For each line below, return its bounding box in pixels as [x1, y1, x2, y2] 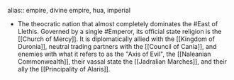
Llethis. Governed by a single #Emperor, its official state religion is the [17, 28, 222, 35]
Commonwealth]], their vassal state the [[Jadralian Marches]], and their [17, 57, 227, 66]
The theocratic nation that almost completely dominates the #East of [17, 20, 218, 28]
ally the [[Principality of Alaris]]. [17, 65, 111, 73]
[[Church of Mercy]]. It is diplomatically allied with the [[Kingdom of [17, 35, 215, 43]
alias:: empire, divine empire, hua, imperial [7, 6, 131, 14]
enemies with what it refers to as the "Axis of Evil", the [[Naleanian [17, 50, 211, 58]
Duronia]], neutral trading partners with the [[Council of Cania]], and [17, 42, 217, 50]
